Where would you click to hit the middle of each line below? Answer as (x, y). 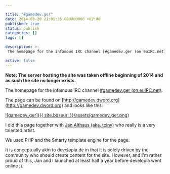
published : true (22, 24)
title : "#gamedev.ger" (29, 14)
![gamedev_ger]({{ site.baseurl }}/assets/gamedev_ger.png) (67, 115)
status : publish (22, 28)
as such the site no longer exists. (41, 80)
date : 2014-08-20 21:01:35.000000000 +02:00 (53, 19)
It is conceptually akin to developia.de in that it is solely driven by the (77, 150)
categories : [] (21, 33)
